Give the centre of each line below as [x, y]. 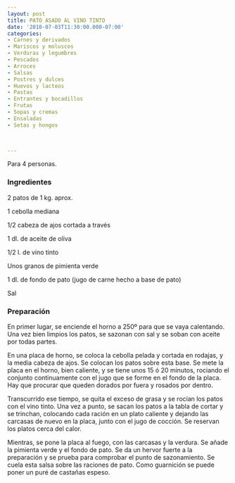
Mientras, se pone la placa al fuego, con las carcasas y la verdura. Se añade [118, 442]
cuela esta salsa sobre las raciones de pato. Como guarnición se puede [111, 465]
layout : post [26, 14]
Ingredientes [30, 182]
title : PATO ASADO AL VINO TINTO [56, 20]
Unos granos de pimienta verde [53, 265]
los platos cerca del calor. [45, 428]
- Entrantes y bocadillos [45, 99]
